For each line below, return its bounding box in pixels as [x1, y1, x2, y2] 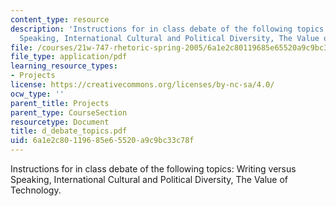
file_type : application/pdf [10, 52, 128, 62]
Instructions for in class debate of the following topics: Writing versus [10, 163, 297, 175]
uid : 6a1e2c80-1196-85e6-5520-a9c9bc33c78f [10, 136, 195, 146]
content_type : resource [10, 14, 110, 25]
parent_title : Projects [10, 98, 110, 108]
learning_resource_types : [10, 61, 118, 71]
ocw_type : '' [10, 89, 65, 99]
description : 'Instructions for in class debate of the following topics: [10, 24, 329, 34]
